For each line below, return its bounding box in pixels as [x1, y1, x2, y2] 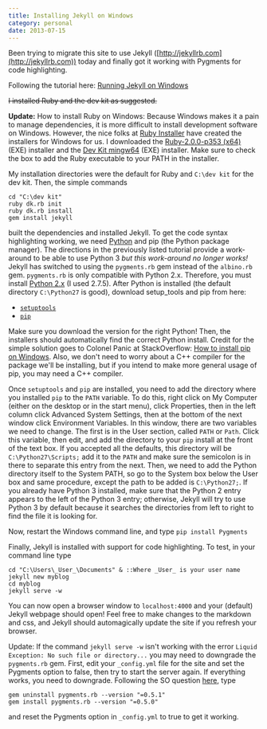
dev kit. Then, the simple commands [8, 178, 128, 187]
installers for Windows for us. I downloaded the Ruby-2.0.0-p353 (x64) [8, 137, 241, 147]
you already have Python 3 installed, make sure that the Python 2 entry [8, 486, 241, 496]
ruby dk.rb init [8, 200, 62, 208]
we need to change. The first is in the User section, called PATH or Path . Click [8, 427, 260, 437]
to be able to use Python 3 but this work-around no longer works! [33, 253, 249, 263]
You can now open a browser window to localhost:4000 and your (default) [8, 601, 253, 610]
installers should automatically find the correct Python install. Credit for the [8, 335, 255, 345]
